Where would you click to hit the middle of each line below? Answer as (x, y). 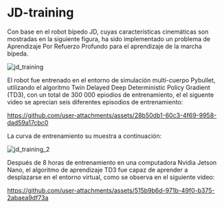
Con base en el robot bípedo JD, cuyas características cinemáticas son (108, 32)
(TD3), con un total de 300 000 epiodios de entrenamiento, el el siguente (111, 95)
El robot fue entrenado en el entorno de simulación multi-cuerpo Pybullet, (111, 80)
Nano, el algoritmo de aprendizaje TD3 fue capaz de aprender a (98, 170)
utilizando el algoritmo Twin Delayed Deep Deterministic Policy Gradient (109, 87)
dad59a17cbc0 (28, 122)
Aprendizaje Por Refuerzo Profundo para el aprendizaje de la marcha (105, 46)
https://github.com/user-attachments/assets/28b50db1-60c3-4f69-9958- (112, 115)
